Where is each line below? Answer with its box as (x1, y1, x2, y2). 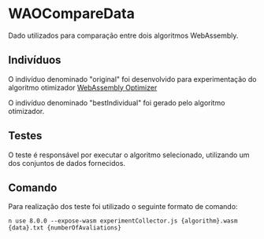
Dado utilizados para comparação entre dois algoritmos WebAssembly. (8, 31, 239, 40)
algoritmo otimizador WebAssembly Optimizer (8, 83, 158, 92)
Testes (8, 129, 43, 142)
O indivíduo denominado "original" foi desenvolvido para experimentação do (8, 74, 257, 83)
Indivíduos (8, 53, 61, 67)
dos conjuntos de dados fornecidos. (8, 158, 126, 167)
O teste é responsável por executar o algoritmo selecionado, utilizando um (8, 150, 250, 160)
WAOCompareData (8, 5, 136, 23)
